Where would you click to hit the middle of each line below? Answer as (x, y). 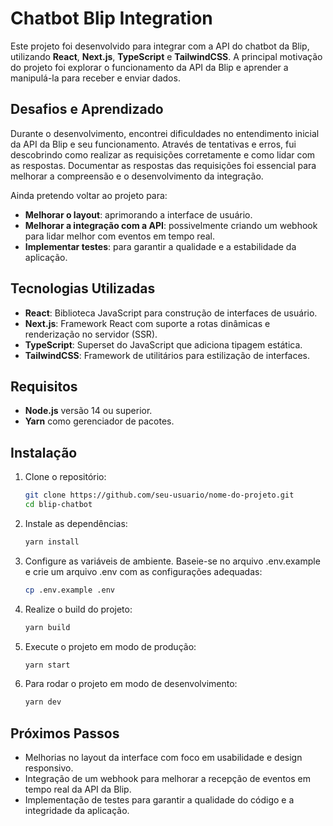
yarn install (52, 542)
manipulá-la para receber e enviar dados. (95, 78)
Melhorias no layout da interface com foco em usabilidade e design (163, 758)
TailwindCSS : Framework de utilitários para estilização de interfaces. (167, 355)
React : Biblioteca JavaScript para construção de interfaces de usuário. (171, 313)
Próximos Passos (65, 733)
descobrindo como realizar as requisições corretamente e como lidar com (163, 154)
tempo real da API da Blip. (78, 789)
